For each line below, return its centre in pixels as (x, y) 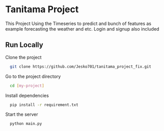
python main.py (26, 124)
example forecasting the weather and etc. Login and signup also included (82, 29)
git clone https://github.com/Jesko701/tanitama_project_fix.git (81, 67)
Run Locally (24, 45)
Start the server (22, 114)
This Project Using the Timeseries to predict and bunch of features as (78, 23)
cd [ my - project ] (27, 86)
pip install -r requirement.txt (44, 105)
